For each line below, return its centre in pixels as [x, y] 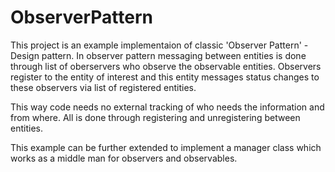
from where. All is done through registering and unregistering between [155, 117]
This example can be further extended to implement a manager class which [166, 147]
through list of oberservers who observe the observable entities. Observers [166, 66]
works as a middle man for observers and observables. [124, 158]
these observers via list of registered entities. [103, 87]
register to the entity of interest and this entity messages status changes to [165, 77]
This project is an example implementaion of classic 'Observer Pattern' [156, 45]
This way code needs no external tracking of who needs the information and [167, 107]
